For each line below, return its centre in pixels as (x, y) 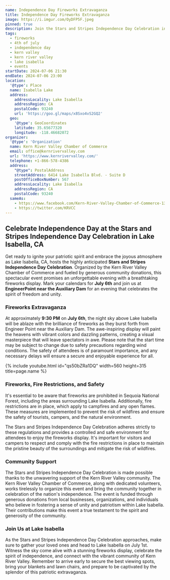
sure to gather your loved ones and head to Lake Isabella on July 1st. (77, 545)
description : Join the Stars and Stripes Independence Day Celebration (82, 29)
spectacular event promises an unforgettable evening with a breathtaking (81, 278)
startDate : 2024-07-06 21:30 (36, 71)
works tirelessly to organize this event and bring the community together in (83, 489)
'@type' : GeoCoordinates (40, 123)
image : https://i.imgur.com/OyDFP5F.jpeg (50, 19)
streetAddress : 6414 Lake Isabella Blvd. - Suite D (70, 175)
